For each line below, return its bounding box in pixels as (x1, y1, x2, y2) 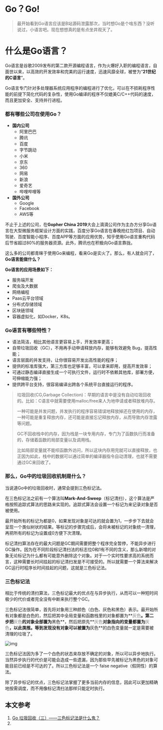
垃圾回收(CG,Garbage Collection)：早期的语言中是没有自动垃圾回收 (16, 392, 151, 398)
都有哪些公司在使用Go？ (5, 111, 62, 117)
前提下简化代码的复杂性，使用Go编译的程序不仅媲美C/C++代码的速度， (13, 91, 156, 97)
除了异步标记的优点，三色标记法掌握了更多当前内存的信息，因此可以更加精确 (5, 679, 158, 685)
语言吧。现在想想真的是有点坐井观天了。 (33, 26, 115, 32)
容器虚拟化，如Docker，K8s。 (12, 314, 73, 320)
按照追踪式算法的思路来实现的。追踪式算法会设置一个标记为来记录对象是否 (9, 501, 158, 507)
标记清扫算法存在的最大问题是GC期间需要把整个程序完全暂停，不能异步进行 (5, 540, 156, 546)
